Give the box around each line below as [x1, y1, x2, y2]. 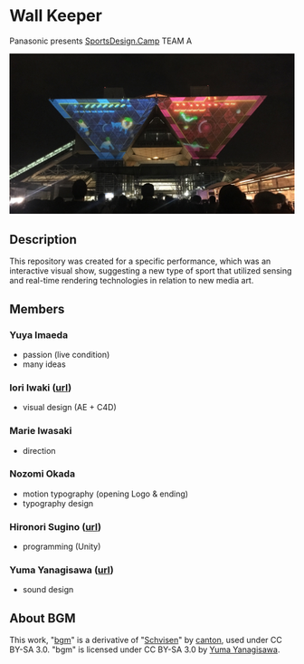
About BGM [9, 611, 76, 626]
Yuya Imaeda [9, 328, 69, 341]
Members [9, 301, 65, 317]
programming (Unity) [22, 541, 101, 553]
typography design [22, 497, 94, 508]
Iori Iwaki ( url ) [9, 381, 72, 394]
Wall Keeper [9, 5, 102, 26]
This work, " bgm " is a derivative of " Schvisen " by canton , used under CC [9, 635, 282, 646]
